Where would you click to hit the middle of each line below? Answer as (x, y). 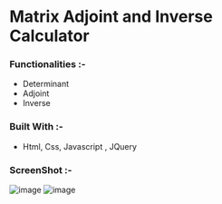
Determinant (46, 84)
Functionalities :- (48, 64)
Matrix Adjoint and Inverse (111, 17)
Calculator (49, 36)
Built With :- (36, 127)
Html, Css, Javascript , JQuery (80, 146)
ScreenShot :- (41, 170)
